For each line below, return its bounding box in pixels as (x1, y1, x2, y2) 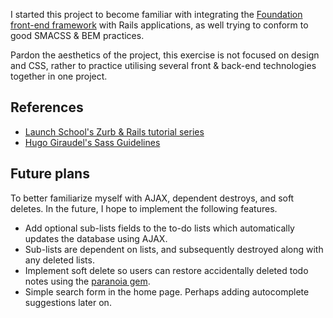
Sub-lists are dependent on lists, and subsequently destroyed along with (24, 243, 324, 255)
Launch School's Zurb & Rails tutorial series (24, 125, 205, 138)
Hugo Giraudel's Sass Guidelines (24, 136, 161, 148)
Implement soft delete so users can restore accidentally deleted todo (24, 264, 309, 276)
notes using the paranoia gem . (24, 275, 151, 287)
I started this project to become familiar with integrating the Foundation (10, 9, 303, 20)
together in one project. (10, 70, 108, 82)
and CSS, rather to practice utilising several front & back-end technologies (10, 60, 317, 71)
